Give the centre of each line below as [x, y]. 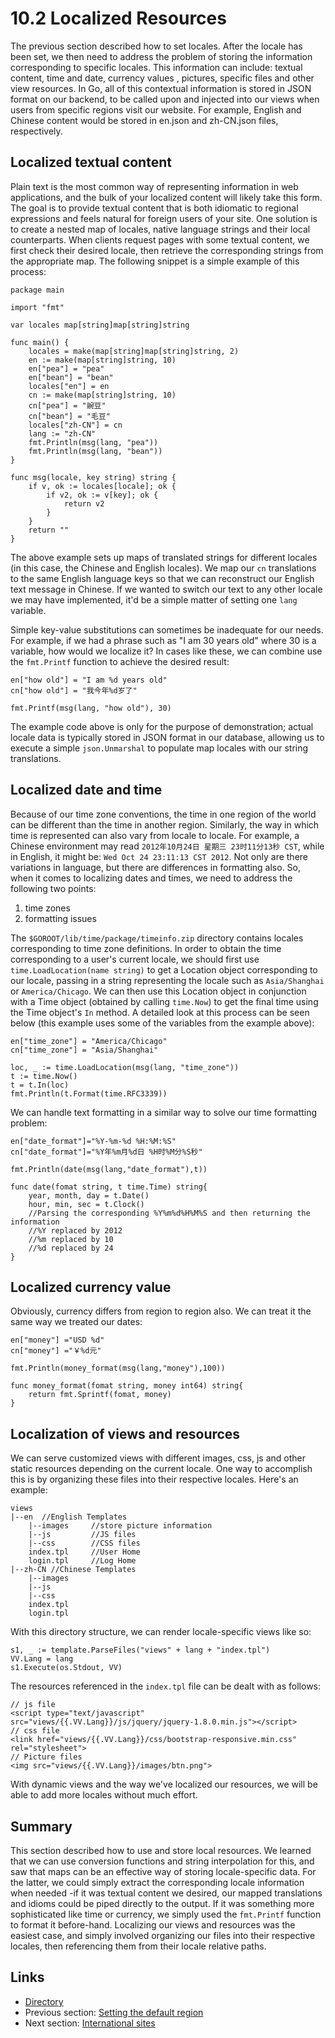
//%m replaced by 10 [71, 1239]
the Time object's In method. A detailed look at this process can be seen [160, 1012]
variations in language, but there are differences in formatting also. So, [156, 867]
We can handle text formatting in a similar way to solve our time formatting [164, 1112]
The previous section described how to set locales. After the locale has [156, 46]
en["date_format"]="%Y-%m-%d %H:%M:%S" [93, 1141]
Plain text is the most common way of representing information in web [154, 186]
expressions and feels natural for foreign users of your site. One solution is [164, 218]
